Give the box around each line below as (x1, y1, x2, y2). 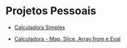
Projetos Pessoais (5, 4, 97, 18)
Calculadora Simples (14, 24, 65, 31)
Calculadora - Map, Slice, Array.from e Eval (14, 35, 120, 42)
